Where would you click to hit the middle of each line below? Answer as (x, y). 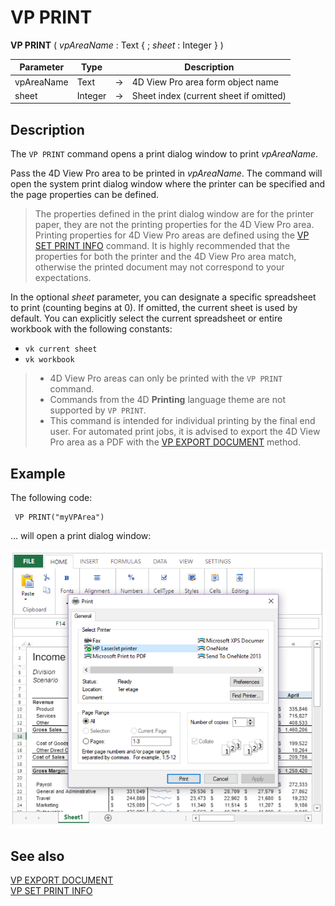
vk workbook (49, 360)
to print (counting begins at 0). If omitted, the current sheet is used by (154, 308)
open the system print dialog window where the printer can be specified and (168, 184)
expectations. (63, 278)
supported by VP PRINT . (98, 410)
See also (37, 856)
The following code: (51, 498)
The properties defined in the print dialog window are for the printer (174, 214)
